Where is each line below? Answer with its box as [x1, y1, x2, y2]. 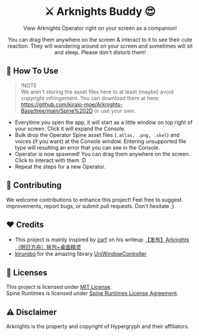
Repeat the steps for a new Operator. [14, 163, 106, 170]
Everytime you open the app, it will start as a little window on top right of [14, 119, 193, 126]
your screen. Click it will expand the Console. [14, 125, 126, 132]
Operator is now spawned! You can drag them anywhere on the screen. [14, 150, 191, 157]
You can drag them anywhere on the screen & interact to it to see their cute [8, 36, 192, 43]
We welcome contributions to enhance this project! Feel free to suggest [6, 196, 182, 203]
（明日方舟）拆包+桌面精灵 [14, 244, 82, 251]
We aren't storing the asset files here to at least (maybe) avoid [20, 88, 174, 95]
